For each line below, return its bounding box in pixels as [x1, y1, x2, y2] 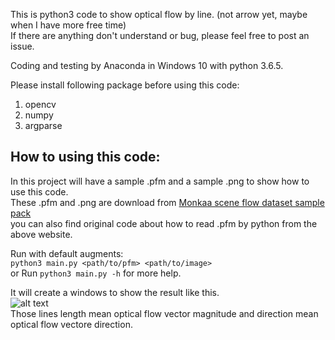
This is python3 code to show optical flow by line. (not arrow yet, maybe [10, 9, 308, 20]
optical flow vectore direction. [10, 318, 133, 330]
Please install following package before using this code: [10, 79, 240, 91]
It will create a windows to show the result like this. [10, 286, 220, 298]
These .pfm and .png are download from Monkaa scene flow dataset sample [10, 196, 325, 208]
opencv [24, 99, 57, 110]
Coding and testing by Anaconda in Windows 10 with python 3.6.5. [10, 60, 284, 71]
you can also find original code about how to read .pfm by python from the [10, 217, 318, 229]
